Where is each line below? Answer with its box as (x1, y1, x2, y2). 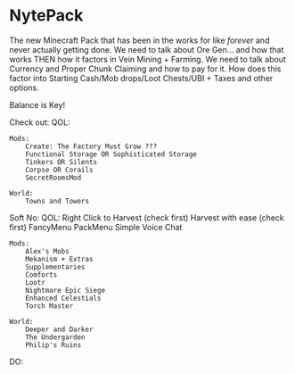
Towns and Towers (25, 196, 90, 205)
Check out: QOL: (9, 117, 70, 128)
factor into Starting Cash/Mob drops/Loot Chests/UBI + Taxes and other (9, 72, 274, 83)
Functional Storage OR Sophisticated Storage (25, 149, 198, 159)
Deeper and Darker (25, 325, 94, 334)
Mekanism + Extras (25, 254, 94, 263)
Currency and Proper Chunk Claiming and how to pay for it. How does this (9, 63, 282, 74)
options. (9, 82, 40, 93)
